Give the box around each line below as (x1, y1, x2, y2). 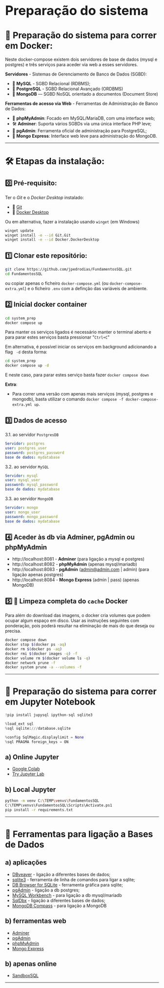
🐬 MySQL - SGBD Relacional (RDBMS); (12, 80, 91, 86)
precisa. (5, 628, 21, 634)
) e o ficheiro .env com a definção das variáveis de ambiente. (24, 285, 148, 291)
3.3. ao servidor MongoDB (5, 496, 54, 502)
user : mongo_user (5, 510, 41, 515)
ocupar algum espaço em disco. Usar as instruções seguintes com (5, 617, 140, 623)
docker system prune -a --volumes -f (5, 665, 82, 670)
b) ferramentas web (5, 917, 67, 925)
